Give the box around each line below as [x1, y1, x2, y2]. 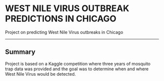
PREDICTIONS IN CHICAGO [5, 13, 117, 24]
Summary [5, 48, 36, 56]
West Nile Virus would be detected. [5, 71, 76, 77]
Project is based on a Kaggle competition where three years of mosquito [5, 61, 151, 66]
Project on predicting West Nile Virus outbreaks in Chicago [5, 29, 123, 35]
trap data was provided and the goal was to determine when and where [5, 66, 149, 72]
